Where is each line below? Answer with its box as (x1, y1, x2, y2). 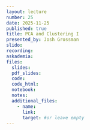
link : (22, 109, 36, 115)
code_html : (11, 81, 39, 87)
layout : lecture (6, 8, 47, 15)
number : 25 (6, 14, 34, 20)
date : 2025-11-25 (6, 20, 50, 26)
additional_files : (11, 98, 58, 104)
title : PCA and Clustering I (6, 31, 79, 37)
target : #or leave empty (22, 114, 85, 120)
